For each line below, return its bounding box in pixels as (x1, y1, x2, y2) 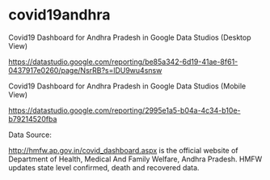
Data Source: (8, 130, 53, 139)
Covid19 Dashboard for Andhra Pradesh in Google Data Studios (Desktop (8, 32, 251, 42)
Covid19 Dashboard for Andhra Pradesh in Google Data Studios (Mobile (8, 81, 247, 91)
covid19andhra (8, 6, 111, 24)
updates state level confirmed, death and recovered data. (8, 162, 200, 172)
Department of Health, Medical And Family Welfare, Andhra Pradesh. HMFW (8, 154, 263, 164)
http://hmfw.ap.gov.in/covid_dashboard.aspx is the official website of (8, 145, 238, 155)
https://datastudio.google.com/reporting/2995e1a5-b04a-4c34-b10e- (8, 105, 241, 115)
